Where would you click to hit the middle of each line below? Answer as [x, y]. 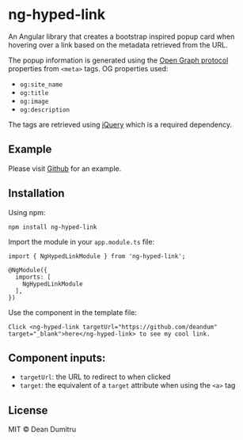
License [28, 410]
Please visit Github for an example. [65, 169]
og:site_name [41, 85]
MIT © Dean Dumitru [42, 430]
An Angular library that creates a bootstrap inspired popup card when [121, 36]
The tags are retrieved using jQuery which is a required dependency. [120, 124]
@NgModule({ [28, 270]
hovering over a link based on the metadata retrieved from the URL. [118, 44]
